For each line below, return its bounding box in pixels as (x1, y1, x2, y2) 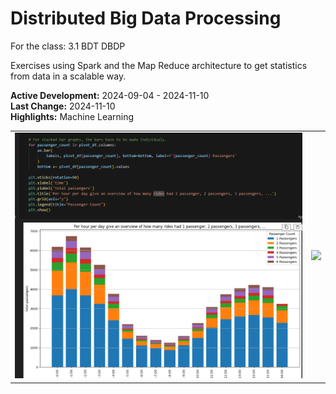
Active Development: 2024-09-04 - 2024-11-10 (10, 89, 210, 101)
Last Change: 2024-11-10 (10, 100, 116, 112)
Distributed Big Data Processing (10, 7, 282, 30)
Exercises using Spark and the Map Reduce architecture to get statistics (10, 59, 308, 71)
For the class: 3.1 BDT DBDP (10, 40, 126, 52)
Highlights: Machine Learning (10, 110, 135, 122)
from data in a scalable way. (10, 70, 127, 82)
